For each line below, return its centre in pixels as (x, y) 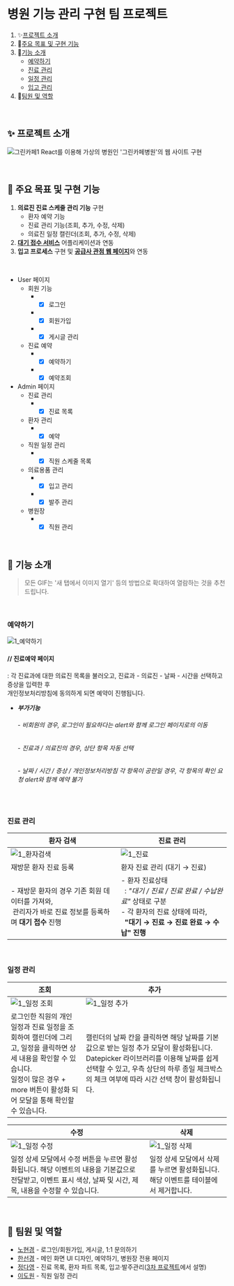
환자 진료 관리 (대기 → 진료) (164, 867)
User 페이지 (33, 279)
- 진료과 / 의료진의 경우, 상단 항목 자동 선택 (75, 748)
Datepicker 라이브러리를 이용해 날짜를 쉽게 (153, 1058)
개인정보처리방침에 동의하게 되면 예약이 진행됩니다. (76, 693)
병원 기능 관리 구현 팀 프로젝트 (88, 14)
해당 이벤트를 (170, 1180)
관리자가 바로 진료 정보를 (51, 912)
